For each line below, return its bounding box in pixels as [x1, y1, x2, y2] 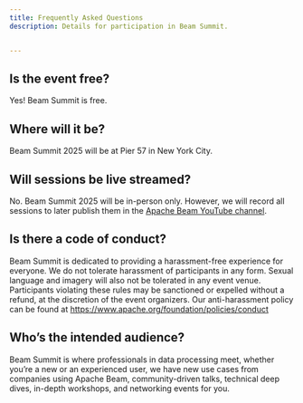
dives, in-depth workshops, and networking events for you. [9, 382, 231, 394]
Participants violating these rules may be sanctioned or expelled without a [9, 284, 285, 295]
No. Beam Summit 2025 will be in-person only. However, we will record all [9, 196, 285, 206]
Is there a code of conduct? [9, 232, 167, 247]
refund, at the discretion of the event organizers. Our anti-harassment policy [9, 293, 294, 304]
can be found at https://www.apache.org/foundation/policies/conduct [9, 303, 270, 314]
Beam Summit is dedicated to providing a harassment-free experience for [9, 255, 284, 266]
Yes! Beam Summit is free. [9, 95, 108, 106]
